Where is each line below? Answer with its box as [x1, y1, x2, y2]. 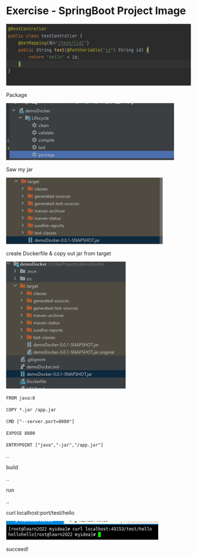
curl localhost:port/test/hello [6, 509, 75, 516]
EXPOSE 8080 [6, 430, 35, 436]
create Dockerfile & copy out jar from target [6, 249, 111, 256]
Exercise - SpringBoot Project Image [6, 4, 186, 18]
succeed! [6, 545, 29, 552]
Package [6, 91, 28, 98]
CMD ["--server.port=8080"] [6, 418, 75, 424]
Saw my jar [6, 166, 33, 173]
